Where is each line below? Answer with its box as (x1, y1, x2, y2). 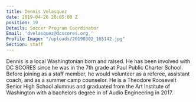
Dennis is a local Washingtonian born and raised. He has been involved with (6, 57, 191, 65)
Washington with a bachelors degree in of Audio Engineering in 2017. (6, 89, 174, 96)
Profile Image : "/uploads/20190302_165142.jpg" (6, 36, 126, 42)
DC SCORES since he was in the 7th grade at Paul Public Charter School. (6, 64, 183, 71)
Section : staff (6, 42, 44, 48)
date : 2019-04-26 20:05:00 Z (6, 14, 78, 20)
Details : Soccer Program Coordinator (6, 25, 99, 31)
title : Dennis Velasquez (6, 8, 67, 15)
